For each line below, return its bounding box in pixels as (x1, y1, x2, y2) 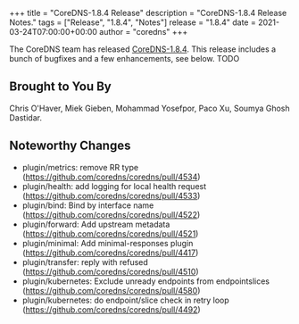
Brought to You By (9, 79, 112, 95)
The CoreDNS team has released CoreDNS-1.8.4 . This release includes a (9, 44, 277, 54)
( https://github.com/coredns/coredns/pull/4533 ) (21, 190, 201, 201)
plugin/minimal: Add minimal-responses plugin (21, 237, 194, 248)
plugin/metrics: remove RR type (21, 162, 139, 172)
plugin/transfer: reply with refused (21, 256, 149, 267)
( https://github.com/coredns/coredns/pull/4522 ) (21, 209, 201, 220)
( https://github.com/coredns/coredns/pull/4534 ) (21, 171, 201, 182)
